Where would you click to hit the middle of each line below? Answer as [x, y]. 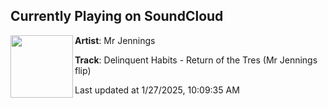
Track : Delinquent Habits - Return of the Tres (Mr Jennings [196, 60]
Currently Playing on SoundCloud [117, 16]
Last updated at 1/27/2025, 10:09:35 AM [157, 90]
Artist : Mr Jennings [115, 40]
